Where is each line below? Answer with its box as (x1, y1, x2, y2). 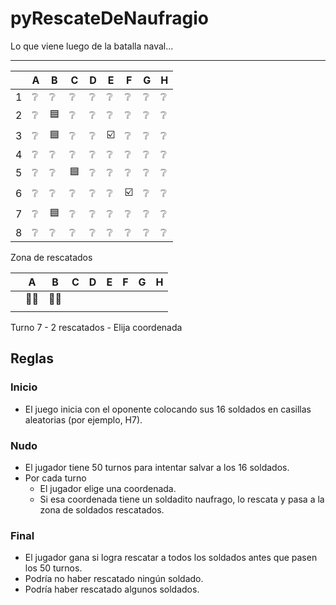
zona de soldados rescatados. (39, 503, 165, 516)
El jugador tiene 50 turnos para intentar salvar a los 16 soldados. (24, 461, 290, 473)
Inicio (10, 380, 38, 394)
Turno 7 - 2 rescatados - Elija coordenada (10, 321, 183, 333)
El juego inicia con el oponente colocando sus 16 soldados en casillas (24, 403, 312, 415)
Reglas (10, 350, 54, 367)
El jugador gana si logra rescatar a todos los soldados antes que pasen (24, 552, 318, 564)
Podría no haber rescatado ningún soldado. (24, 573, 204, 585)
